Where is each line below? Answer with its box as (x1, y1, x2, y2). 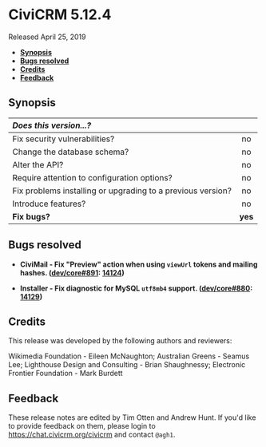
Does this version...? (12, 120, 92, 131)
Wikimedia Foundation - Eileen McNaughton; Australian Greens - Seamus (8, 351, 250, 361)
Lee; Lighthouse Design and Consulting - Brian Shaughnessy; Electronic (8, 360, 246, 370)
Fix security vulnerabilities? (12, 133, 115, 144)
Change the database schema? (12, 146, 129, 157)
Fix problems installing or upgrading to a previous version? (12, 185, 232, 196)
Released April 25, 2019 (8, 32, 86, 42)
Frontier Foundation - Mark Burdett (8, 369, 123, 378)
